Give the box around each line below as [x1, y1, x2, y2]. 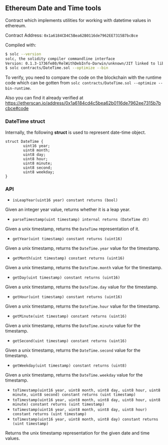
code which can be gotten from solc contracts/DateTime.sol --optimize [5, 80, 156, 86]
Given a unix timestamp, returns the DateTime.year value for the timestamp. [5, 245, 160, 251]
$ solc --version [5, 51, 41, 56]
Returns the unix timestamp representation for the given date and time [5, 430, 150, 436]
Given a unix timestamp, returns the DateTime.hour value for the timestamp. [5, 303, 160, 309]
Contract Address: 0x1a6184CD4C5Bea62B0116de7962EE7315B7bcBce [5, 32, 138, 38]
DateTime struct [5, 118, 45, 125]
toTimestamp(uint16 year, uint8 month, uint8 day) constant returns [12, 417, 158, 422]
